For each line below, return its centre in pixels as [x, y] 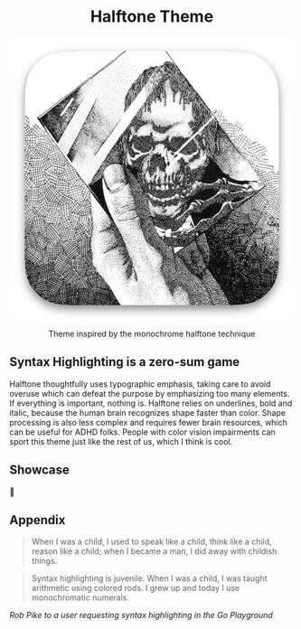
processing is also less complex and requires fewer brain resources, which [148, 422]
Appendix [38, 520]
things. [44, 561]
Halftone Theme [152, 17]
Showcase [40, 470]
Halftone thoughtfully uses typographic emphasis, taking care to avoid [140, 384]
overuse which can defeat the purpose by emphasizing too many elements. [150, 393]
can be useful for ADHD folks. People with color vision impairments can [142, 432]
